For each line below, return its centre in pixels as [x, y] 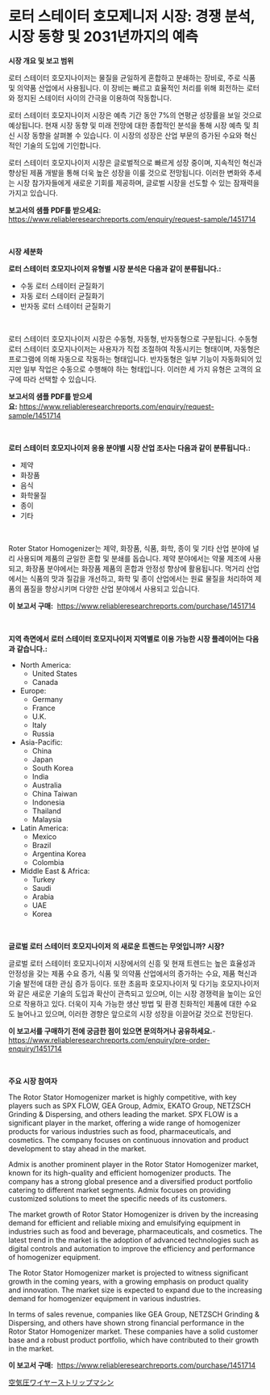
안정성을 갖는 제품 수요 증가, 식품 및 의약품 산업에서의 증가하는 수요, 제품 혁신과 [133, 973]
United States [55, 673]
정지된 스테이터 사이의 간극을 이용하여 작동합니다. [94, 98]
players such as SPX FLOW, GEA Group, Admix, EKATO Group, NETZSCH [130, 1105]
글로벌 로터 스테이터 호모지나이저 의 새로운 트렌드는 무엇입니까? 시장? [116, 946]
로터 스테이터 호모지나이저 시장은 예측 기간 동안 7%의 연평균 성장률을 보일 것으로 [135, 115]
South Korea [53, 767]
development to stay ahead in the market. [77, 1149]
